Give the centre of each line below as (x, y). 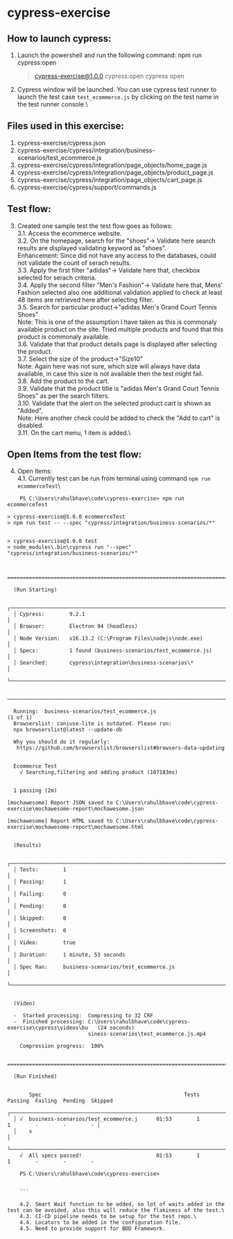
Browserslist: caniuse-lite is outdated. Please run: (93, 724)
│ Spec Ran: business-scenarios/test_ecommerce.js (94, 967)
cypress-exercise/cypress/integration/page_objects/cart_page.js (110, 179)
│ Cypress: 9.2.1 (49, 614)
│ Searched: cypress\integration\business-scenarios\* (104, 663)
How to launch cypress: (59, 39)
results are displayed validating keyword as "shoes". (92, 248)
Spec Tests (114, 1095)
